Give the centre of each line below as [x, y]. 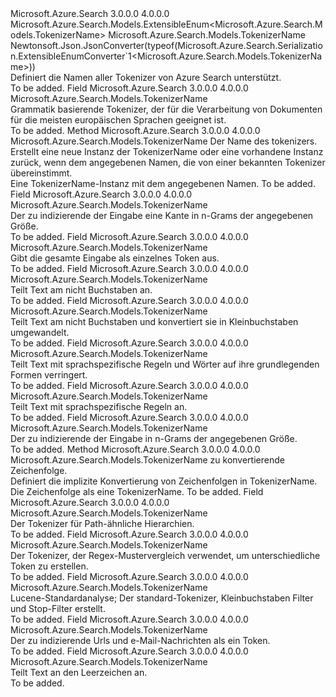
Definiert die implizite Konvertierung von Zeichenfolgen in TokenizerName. [164, 481]
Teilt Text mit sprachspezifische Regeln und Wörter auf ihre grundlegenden [165, 364]
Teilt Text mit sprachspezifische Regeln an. [99, 406]
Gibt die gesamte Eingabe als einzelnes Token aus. [115, 258]
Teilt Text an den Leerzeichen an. [79, 672]
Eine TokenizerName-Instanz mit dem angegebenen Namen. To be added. [163, 183]
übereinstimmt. [41, 173]
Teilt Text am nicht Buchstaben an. [81, 290]
